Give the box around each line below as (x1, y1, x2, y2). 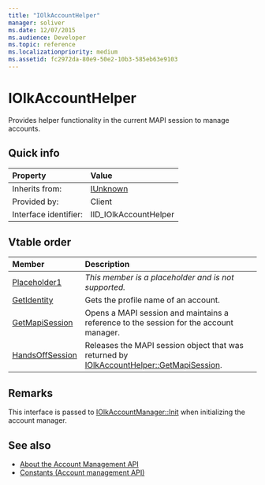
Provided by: (12, 196, 59, 207)
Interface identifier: (12, 209, 83, 220)
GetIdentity (12, 294, 54, 305)
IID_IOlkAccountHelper (90, 209, 175, 220)
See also (8, 439, 51, 452)
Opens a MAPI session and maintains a (84, 308, 229, 319)
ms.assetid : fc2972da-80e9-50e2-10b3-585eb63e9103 (8, 56, 178, 64)
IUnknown (90, 183, 129, 194)
